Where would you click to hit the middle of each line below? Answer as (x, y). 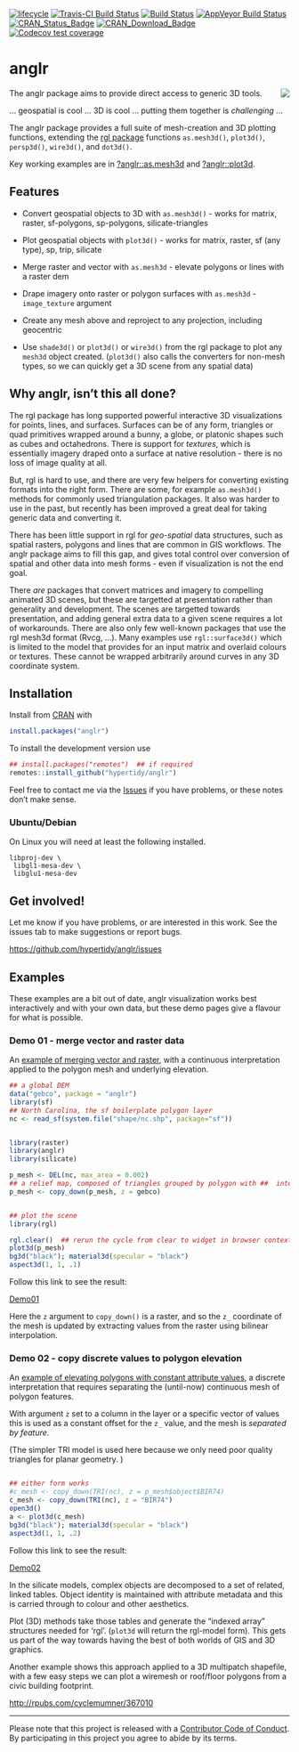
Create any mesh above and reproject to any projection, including (142, 320)
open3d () (25, 1509)
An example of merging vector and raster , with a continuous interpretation (145, 1060)
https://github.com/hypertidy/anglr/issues (85, 949)
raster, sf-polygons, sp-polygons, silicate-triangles (115, 223)
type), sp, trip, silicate (62, 249)
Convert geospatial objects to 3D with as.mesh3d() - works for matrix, (149, 213)
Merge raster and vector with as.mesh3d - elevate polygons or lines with (153, 266)
